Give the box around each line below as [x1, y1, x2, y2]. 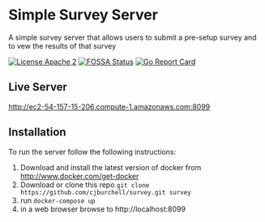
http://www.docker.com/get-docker [19, 171, 139, 181]
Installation [8, 126, 66, 139]
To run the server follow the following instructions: [8, 147, 177, 156]
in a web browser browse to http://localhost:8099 [19, 204, 186, 214]
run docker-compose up [19, 195, 96, 205]
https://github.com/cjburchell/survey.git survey [19, 188, 192, 196]
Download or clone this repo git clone [19, 180, 150, 190]
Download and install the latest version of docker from [19, 162, 202, 172]
